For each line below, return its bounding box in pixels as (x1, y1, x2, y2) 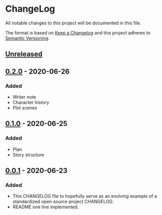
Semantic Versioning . (5, 35, 50, 41)
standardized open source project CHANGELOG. (12, 199, 114, 205)
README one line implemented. (12, 204, 79, 210)
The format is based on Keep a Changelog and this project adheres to (5, 29, 151, 36)
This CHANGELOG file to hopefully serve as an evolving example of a (12, 193, 157, 199)
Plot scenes (12, 105, 37, 111)
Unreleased (5, 50, 43, 58)
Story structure (12, 151, 45, 158)
